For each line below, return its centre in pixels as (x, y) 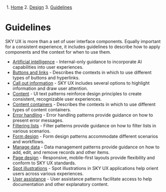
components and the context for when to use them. (58, 52)
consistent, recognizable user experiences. (57, 99)
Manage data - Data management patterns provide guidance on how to (86, 147)
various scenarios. (32, 131)
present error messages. (38, 120)
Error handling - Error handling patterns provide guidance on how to (83, 115)
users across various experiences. (48, 173)
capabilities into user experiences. (48, 67)
